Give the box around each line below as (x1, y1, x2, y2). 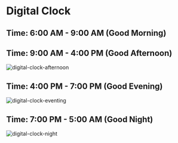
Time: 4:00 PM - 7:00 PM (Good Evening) (6, 81, 163, 91)
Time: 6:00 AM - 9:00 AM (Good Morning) (6, 28, 167, 38)
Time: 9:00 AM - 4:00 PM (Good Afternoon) (6, 48, 173, 58)
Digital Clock (6, 4, 71, 18)
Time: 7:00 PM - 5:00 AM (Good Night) (6, 114, 154, 125)
